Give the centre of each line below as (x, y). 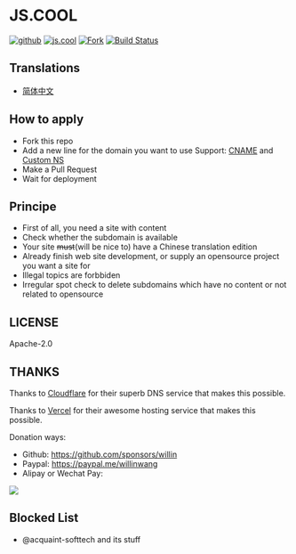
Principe (33, 206)
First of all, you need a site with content (94, 228)
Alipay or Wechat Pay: (63, 473)
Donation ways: (38, 437)
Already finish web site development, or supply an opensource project (151, 257)
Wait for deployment (59, 178)
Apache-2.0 (31, 344)
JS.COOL (44, 16)
